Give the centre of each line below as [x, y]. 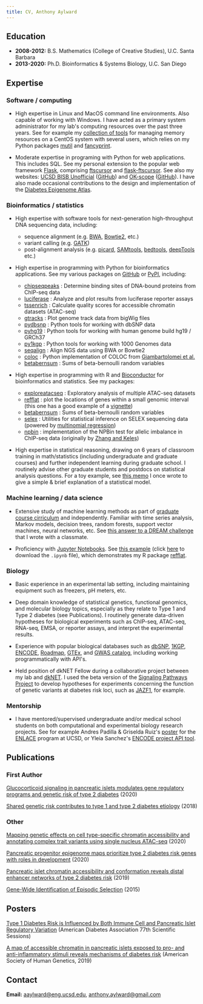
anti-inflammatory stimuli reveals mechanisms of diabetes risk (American [98, 954]
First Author [25, 775]
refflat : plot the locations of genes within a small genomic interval [106, 400]
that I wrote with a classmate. [52, 537]
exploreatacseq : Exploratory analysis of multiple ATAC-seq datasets [110, 393]
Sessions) [19, 936]
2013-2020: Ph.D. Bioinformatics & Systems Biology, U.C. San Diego [101, 64]
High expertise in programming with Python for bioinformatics [92, 268]
